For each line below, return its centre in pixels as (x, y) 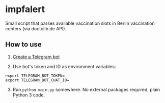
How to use (23, 45)
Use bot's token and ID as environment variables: (64, 66)
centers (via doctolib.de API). (36, 28)
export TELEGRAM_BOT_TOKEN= (35, 76)
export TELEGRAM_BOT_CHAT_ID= (37, 80)
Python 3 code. (29, 95)
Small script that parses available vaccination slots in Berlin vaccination (80, 23)
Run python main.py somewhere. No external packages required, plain (86, 89)
